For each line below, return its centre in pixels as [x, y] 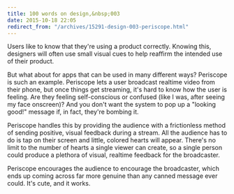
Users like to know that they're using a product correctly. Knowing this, [109, 47]
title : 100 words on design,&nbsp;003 [64, 14]
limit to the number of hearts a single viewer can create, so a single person [115, 148]
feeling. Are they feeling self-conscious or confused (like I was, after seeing [116, 97]
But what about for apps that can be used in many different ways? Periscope [117, 75]
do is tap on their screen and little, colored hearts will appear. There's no [112, 140]
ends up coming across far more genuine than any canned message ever [112, 176]
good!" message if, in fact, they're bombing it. [73, 112]
